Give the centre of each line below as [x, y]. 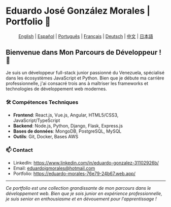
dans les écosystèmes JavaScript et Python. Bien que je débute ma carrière [85, 78]
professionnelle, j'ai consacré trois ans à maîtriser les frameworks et [77, 83]
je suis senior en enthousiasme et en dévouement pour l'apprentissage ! [81, 199]
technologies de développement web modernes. [56, 89]
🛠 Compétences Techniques [42, 102]
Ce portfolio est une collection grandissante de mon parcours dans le [78, 188]
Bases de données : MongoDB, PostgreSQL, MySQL [67, 131]
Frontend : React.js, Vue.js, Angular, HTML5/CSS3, [66, 115]
